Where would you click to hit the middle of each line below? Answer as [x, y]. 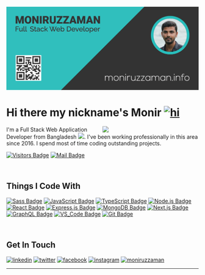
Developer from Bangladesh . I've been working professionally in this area [102, 137]
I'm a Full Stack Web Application [47, 130]
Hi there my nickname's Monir [84, 113]
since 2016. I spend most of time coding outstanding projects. [84, 143]
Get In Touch [31, 245]
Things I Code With [44, 186]
